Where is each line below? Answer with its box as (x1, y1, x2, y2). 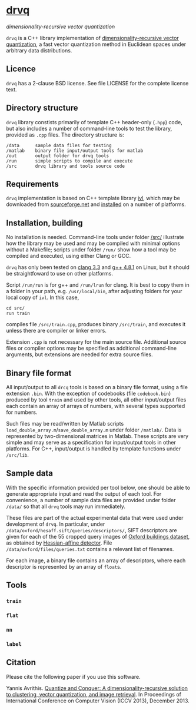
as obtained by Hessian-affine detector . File (6, 539, 112, 546)
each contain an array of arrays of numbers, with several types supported (6, 403, 185, 409)
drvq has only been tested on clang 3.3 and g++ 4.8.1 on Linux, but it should (6, 264, 190, 271)
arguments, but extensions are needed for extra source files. (6, 351, 153, 358)
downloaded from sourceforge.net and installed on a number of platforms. (6, 201, 187, 208)
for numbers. (6, 409, 38, 416)
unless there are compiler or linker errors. (6, 327, 107, 334)
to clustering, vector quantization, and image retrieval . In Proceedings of (6, 691, 181, 698)
